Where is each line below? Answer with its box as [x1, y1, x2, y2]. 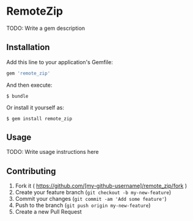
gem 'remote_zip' [6, 70, 51, 76]
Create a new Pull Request [15, 208, 82, 216]
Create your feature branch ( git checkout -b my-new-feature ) [15, 189, 172, 196]
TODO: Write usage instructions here [6, 148, 99, 156]
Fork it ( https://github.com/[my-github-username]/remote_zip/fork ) [15, 182, 188, 190]
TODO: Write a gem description [6, 24, 86, 32]
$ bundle [6, 93, 29, 99]
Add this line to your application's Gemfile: [6, 58, 113, 65]
